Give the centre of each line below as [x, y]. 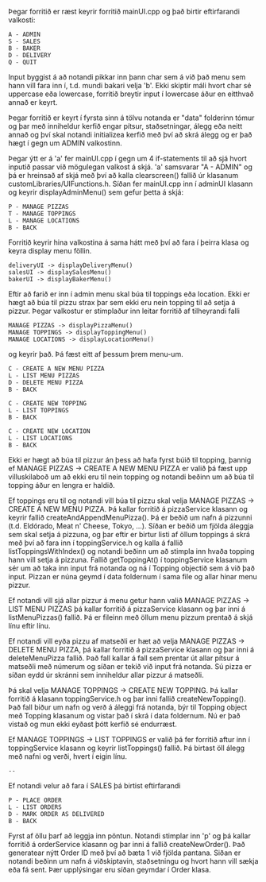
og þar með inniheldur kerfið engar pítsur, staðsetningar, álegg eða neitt [125, 126]
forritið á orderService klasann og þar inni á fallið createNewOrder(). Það [127, 844]
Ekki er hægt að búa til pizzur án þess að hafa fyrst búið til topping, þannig [130, 460]
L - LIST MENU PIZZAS [44, 376]
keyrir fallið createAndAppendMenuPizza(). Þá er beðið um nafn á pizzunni [130, 517]
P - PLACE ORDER [35, 800]
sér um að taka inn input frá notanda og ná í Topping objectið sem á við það [132, 568]
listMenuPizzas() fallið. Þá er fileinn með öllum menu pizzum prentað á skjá [131, 617]
